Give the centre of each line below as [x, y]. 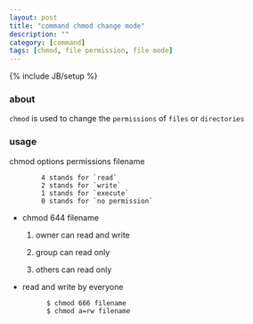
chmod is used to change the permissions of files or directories [127, 119]
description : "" [39, 34]
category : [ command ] [48, 42]
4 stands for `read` [79, 178]
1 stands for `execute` [85, 193]
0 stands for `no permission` [97, 201]
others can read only [73, 270]
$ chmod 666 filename [86, 303]
